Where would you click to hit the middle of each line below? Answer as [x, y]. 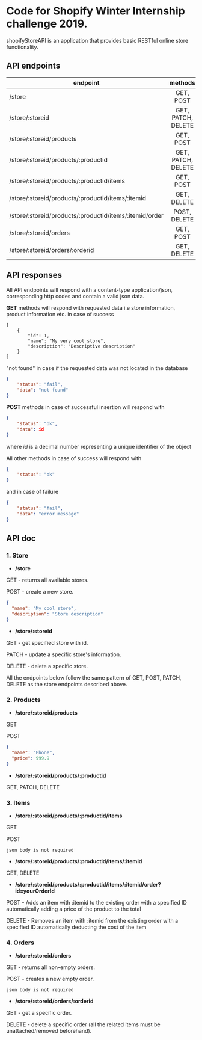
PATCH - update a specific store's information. [64, 654]
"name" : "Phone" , [33, 753]
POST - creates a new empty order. [50, 979]
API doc [21, 539]
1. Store [17, 555]
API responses [34, 275]
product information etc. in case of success [60, 314]
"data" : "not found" [43, 390]
